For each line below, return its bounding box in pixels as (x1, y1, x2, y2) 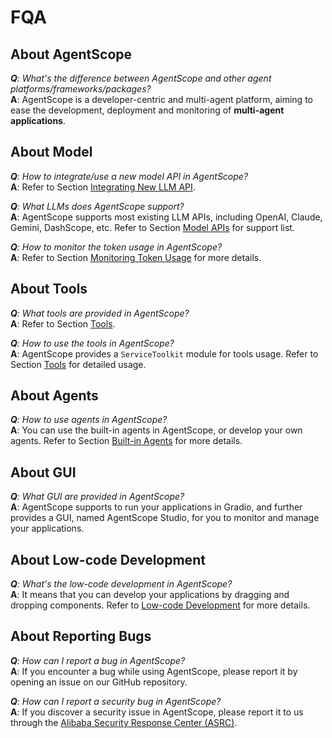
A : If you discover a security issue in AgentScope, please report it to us (10, 706, 304, 718)
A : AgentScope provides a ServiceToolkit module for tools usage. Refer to (10, 347, 319, 360)
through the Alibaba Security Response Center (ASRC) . (10, 716, 238, 728)
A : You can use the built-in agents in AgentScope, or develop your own (10, 424, 303, 436)
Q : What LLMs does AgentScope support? (10, 200, 185, 212)
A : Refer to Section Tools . (10, 317, 116, 330)
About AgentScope (10, 46, 133, 63)
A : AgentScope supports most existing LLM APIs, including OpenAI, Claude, (10, 211, 323, 223)
